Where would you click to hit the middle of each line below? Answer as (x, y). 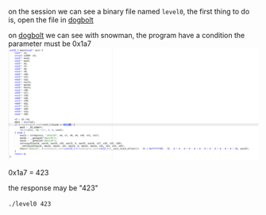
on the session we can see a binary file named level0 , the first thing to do (129, 12)
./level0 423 (30, 204)
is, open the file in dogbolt (51, 20)
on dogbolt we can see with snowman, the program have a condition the (127, 35)
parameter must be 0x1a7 (50, 44)
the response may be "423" (54, 188)
